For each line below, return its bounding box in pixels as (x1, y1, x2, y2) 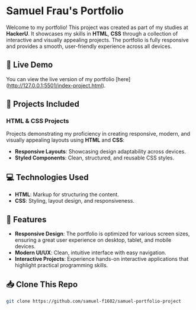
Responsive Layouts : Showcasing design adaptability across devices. (14, 148, 187, 155)
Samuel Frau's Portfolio (6, 4, 124, 18)
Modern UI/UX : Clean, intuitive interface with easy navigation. (14, 249, 167, 256)
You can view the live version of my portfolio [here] (6, 75, 131, 82)
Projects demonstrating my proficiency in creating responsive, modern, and (6, 130, 191, 138)
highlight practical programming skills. (14, 262, 108, 269)
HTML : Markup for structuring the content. (14, 191, 120, 198)
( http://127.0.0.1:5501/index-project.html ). (6, 82, 106, 89)
